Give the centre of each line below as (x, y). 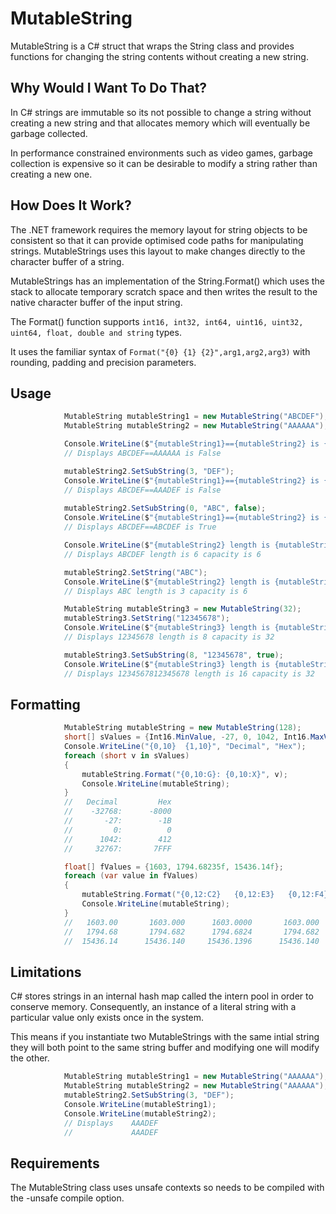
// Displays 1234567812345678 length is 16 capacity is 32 (189, 673)
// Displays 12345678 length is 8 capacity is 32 (169, 637)
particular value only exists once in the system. (107, 1018)
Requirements (55, 1163)
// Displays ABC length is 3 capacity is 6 (155, 591)
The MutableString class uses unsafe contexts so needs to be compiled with (167, 1188)
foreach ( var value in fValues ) (131, 876)
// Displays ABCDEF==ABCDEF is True (140, 527)
